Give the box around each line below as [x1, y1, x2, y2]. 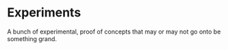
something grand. [7, 34, 57, 42]
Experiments [7, 5, 81, 21]
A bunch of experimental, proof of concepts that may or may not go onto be [7, 27, 221, 36]
